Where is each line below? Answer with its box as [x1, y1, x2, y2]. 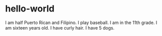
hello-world [5, 3, 55, 14]
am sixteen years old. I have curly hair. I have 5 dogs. [5, 24, 115, 30]
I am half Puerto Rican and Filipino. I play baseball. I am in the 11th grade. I [5, 19, 157, 25]
